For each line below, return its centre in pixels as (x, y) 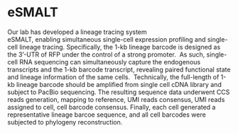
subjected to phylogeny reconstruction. (65, 122)
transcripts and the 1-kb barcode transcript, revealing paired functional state (119, 69)
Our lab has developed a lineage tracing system (77, 32)
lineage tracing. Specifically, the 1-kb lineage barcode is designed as (120, 47)
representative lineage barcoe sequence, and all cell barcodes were (107, 115)
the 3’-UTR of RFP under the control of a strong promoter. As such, (106, 54)
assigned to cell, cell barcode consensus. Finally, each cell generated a (112, 107)
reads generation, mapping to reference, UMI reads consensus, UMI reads (116, 99)
